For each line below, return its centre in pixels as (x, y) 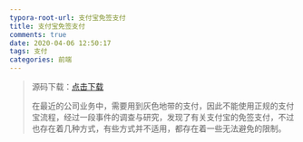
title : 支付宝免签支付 (48, 26)
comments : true (38, 34)
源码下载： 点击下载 (68, 86)
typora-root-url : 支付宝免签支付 (68, 18)
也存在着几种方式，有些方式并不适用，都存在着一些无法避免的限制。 (159, 128)
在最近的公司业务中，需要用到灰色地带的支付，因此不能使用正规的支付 (163, 106)
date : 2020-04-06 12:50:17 (60, 43)
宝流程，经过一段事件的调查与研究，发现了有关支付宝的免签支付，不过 (163, 117)
